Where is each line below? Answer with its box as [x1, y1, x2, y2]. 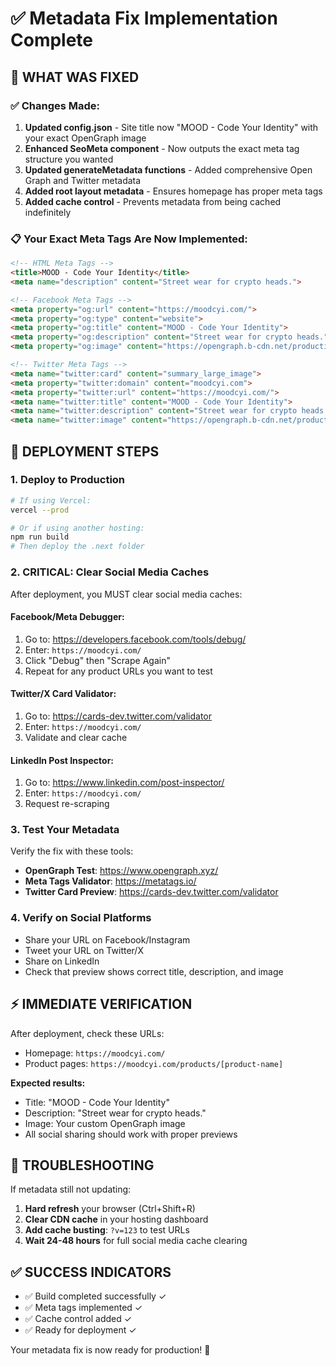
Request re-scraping [24, 798, 110, 810]
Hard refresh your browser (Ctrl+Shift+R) [24, 1203, 196, 1215]
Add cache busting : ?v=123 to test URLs [24, 1224, 190, 1236]
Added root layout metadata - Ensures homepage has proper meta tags [24, 185, 323, 197]
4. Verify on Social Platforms [10, 911, 152, 925]
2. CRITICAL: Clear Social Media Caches [10, 565, 210, 579]
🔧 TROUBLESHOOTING [10, 1157, 155, 1174]
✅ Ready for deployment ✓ [24, 1324, 137, 1336]
